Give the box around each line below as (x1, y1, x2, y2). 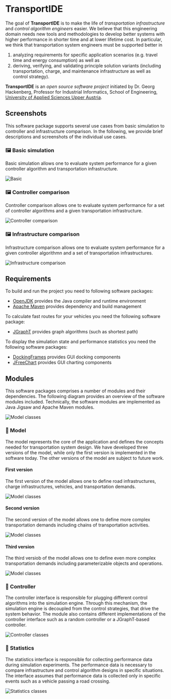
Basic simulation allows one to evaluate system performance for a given (5, 160, 157, 166)
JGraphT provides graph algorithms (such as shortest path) (12, 329, 138, 335)
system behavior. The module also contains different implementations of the (5, 611, 166, 617)
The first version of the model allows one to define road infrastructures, (5, 478, 156, 484)
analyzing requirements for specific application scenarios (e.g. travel (12, 52, 158, 58)
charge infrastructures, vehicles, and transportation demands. (5, 483, 136, 490)
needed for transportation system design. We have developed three (5, 444, 148, 450)
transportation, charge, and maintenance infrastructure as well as (12, 68, 151, 74)
